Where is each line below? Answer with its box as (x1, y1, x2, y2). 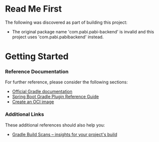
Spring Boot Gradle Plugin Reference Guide (12, 94, 99, 100)
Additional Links (5, 111, 44, 118)
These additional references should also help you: (5, 122, 106, 128)
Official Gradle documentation (12, 89, 73, 95)
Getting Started (5, 51, 69, 62)
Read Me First (5, 3, 62, 15)
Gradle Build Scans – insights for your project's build (12, 131, 118, 137)
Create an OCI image (12, 99, 54, 105)
